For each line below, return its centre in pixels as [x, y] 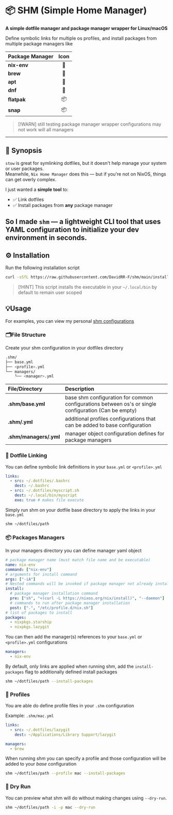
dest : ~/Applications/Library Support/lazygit [65, 735]
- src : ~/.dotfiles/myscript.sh [45, 491]
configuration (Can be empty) [101, 410]
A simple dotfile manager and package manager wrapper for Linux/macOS [86, 28]
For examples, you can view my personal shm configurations [70, 321]
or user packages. [24, 168]
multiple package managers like [39, 44]
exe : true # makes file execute [49, 500]
